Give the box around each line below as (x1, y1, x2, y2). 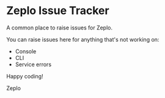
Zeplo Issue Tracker (6, 4, 109, 18)
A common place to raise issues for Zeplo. (6, 24, 113, 31)
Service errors (15, 61, 52, 68)
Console (15, 47, 37, 55)
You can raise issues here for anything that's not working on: (6, 36, 159, 43)
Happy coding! (6, 72, 44, 80)
